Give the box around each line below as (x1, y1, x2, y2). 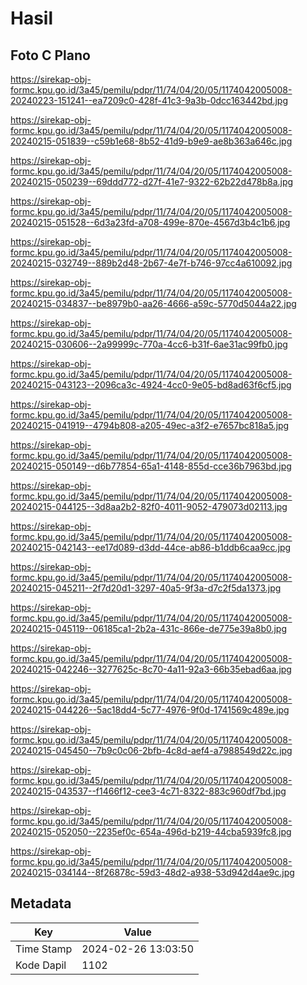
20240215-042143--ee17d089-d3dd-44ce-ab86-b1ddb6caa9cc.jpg (10, 542, 292, 553)
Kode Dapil (15, 958, 67, 972)
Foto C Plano (10, 47, 91, 64)
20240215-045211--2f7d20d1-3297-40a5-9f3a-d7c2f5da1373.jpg (10, 582, 282, 594)
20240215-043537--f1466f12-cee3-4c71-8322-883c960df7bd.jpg (10, 785, 287, 797)
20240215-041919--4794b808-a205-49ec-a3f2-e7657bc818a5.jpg (10, 420, 290, 431)
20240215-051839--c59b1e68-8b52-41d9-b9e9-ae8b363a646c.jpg (10, 135, 293, 147)
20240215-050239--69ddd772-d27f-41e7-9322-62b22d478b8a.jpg (10, 176, 294, 187)
